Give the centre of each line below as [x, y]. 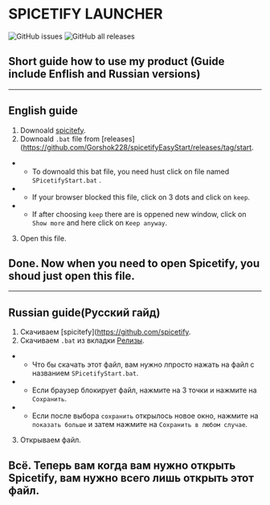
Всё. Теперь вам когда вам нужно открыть [122, 465]
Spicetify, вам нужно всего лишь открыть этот [131, 478]
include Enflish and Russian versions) [104, 74]
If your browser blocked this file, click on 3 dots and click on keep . [141, 197]
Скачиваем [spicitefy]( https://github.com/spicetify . [105, 332]
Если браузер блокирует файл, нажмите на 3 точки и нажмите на [144, 390]
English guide [43, 111]
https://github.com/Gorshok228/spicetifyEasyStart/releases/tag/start [137, 147]
